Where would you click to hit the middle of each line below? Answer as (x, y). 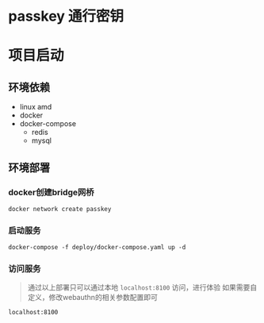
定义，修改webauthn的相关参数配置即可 (93, 298)
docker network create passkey (60, 209)
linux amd (36, 107)
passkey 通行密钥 (66, 16)
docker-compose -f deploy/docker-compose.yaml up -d (97, 248)
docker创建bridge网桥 (51, 192)
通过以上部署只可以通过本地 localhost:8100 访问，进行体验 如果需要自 (142, 287)
